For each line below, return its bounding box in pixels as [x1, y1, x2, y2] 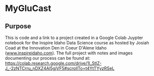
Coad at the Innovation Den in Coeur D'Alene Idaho [5, 45, 107, 51]
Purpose [5, 22, 31, 30]
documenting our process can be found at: [5, 55, 91, 61]
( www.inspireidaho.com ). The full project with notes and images [5, 50, 133, 56]
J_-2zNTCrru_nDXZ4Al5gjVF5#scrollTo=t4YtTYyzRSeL [5, 65, 115, 71]
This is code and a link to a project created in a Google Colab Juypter [5, 35, 143, 40]
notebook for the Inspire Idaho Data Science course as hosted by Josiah [5, 40, 149, 46]
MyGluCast [5, 3, 52, 14]
